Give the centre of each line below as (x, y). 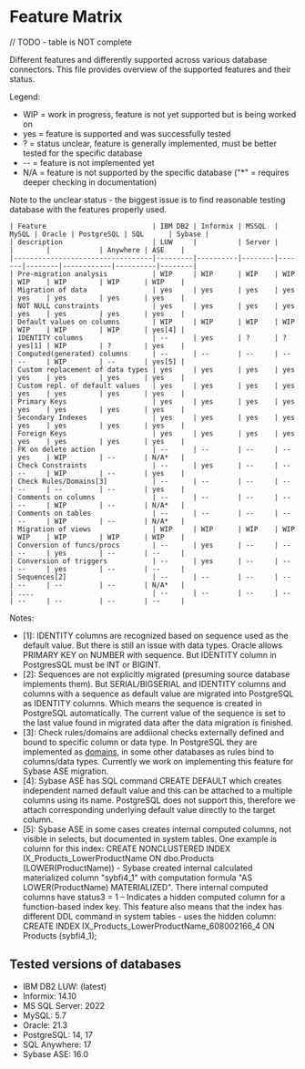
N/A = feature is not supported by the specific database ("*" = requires (156, 172)
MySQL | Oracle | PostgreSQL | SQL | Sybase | (109, 234)
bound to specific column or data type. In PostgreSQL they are (140, 742)
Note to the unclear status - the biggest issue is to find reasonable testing (147, 200)
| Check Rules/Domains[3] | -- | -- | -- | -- (150, 481)
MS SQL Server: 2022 (63, 1005)
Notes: (22, 618)
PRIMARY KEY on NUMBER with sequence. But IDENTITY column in (150, 654)
